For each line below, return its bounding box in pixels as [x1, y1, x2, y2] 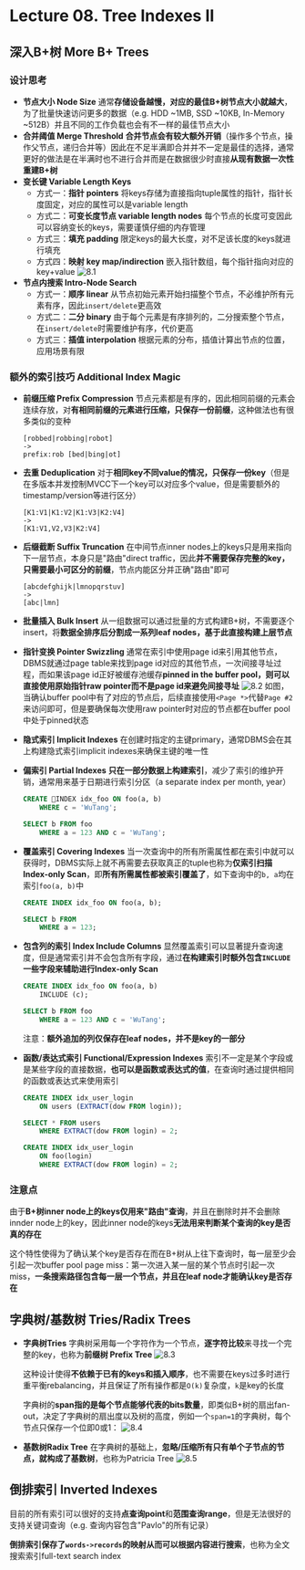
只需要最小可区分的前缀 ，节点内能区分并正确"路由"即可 [22, 564, 230, 575]
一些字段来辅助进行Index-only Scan [22, 964, 159, 975]
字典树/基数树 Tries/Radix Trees [9, 1312, 191, 1327]
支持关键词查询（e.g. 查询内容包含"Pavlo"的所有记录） [9, 1519, 214, 1530]
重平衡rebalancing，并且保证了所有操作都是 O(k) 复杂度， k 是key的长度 [22, 1380, 285, 1391]
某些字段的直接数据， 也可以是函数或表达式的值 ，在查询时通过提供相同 [30, 1063, 294, 1074]
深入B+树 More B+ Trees [9, 44, 149, 59]
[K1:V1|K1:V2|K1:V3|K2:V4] [22, 508, 126, 518]
